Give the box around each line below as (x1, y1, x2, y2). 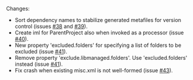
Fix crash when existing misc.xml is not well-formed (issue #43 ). (14, 67, 173, 73)
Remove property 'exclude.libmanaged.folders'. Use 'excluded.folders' (14, 55, 188, 61)
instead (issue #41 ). (14, 60, 64, 68)
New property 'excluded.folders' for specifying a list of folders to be (14, 41, 182, 49)
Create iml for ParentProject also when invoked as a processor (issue (14, 29, 184, 36)
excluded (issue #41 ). (14, 48, 68, 55)
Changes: (6, 5, 30, 12)
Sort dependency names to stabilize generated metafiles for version (14, 17, 182, 23)
